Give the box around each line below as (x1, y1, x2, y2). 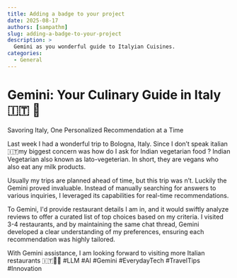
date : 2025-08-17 (7, 17, 59, 24)
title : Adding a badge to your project (7, 10, 125, 18)
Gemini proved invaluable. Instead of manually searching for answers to (7, 183, 216, 192)
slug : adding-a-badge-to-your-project (7, 30, 122, 37)
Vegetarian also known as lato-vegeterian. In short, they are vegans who (7, 155, 219, 163)
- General (13, 57, 42, 64)
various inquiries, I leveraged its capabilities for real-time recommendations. (7, 191, 229, 199)
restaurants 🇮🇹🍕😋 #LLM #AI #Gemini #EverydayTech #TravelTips (7, 256, 200, 265)
